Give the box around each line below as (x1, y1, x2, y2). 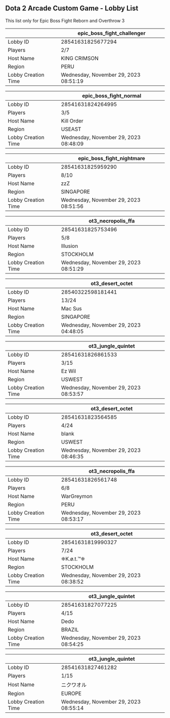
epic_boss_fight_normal (82, 92, 142, 99)
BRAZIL (61, 626, 79, 633)
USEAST (61, 126, 81, 133)
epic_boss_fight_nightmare (78, 154, 145, 162)
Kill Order (61, 117, 83, 124)
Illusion (61, 242, 78, 249)
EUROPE (61, 690, 82, 697)
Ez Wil (61, 367, 76, 374)
